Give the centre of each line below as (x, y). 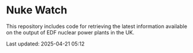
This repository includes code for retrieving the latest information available (97, 26)
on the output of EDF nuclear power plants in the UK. (70, 32)
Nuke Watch (37, 10)
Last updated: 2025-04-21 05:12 (45, 44)
